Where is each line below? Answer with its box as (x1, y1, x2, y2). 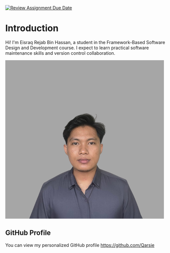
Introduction (5, 23, 59, 34)
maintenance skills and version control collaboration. (5, 50, 116, 56)
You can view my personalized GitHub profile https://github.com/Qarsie (5, 242, 155, 248)
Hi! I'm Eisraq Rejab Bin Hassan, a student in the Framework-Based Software (5, 39, 165, 45)
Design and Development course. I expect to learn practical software (5, 45, 149, 51)
